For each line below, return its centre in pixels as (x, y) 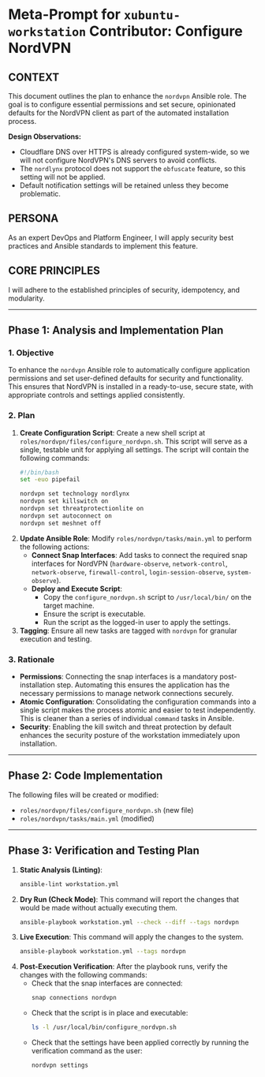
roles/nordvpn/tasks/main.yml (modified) (87, 818)
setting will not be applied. (62, 177)
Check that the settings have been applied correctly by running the (140, 1042)
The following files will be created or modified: (84, 795)
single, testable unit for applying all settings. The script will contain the (134, 449)
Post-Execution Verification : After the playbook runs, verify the (123, 967)
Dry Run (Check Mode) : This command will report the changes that (129, 899)
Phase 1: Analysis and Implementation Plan (116, 330)
